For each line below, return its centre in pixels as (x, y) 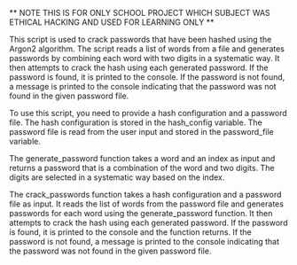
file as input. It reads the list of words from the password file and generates (146, 204)
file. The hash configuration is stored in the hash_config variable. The (136, 122)
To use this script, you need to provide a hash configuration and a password (148, 113)
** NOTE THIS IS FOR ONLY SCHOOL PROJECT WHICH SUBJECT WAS (140, 13)
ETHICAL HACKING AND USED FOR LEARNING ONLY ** (112, 22)
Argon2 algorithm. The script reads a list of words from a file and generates (147, 49)
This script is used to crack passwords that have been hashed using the (141, 39)
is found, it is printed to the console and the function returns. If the (131, 232)
